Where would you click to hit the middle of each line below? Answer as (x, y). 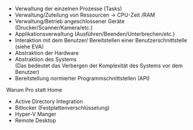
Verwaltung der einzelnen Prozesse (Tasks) (68, 9)
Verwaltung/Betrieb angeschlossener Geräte (70, 21)
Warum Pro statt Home (34, 90)
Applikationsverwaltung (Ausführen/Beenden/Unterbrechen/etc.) (95, 34)
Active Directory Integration (49, 101)
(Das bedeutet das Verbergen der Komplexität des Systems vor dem (99, 66)
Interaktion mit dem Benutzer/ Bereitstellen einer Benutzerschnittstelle (101, 40)
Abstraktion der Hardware (47, 53)
